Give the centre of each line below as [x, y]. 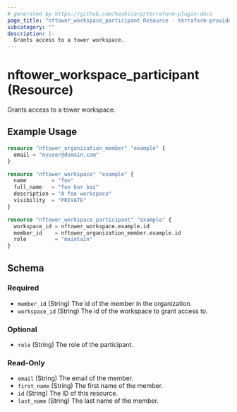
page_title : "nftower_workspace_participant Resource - [91, 20]
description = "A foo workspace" [63, 194]
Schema [26, 268]
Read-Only [26, 363]
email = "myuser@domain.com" [56, 155]
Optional [22, 329]
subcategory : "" [31, 27]
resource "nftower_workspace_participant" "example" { [90, 220]
